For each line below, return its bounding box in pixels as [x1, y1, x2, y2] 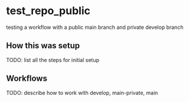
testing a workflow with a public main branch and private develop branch [6, 24, 184, 31]
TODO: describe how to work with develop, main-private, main [6, 89, 158, 96]
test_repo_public [6, 4, 90, 18]
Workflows [6, 74, 47, 84]
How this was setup [6, 41, 80, 51]
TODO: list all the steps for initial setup [6, 56, 99, 63]
